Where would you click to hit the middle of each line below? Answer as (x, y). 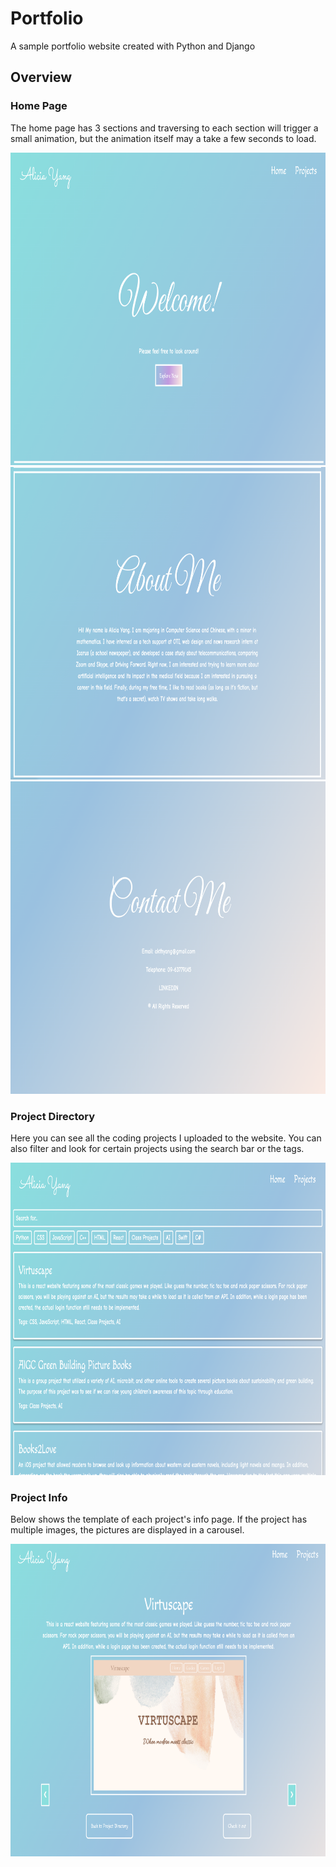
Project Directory (53, 1116)
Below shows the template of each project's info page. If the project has (159, 1519)
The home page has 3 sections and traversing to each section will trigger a (164, 128)
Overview (41, 77)
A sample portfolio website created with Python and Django (133, 46)
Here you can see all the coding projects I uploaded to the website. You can (166, 1138)
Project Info (39, 1497)
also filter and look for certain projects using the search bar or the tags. (157, 1148)
